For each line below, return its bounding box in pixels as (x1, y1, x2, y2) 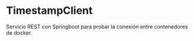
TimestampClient (6, 4, 93, 17)
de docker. (6, 29, 32, 36)
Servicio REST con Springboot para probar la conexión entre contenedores (6, 23, 188, 30)
